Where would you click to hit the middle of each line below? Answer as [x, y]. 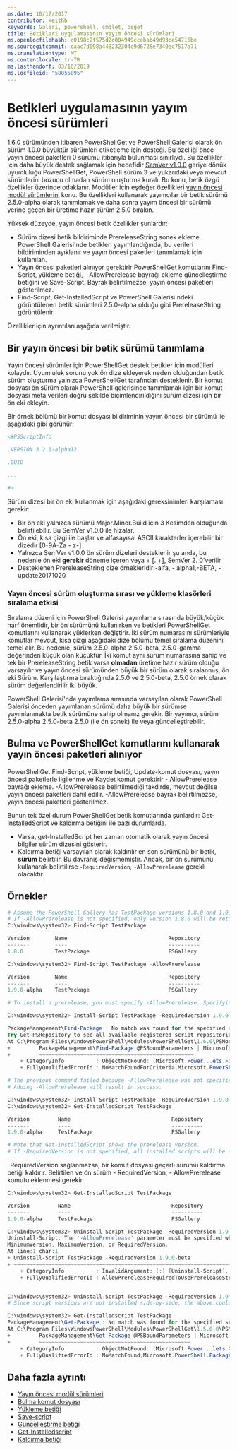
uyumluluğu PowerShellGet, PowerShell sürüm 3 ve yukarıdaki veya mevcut [117, 172]
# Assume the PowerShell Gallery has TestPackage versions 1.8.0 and [112, 913]
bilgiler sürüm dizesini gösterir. [62, 844]
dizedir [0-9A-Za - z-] [49, 545]
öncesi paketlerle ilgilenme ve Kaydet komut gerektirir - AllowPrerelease [112, 779]
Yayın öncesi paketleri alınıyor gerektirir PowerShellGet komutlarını [114, 267]
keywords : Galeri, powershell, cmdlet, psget [75, 27]
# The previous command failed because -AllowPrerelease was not [105, 1081]
